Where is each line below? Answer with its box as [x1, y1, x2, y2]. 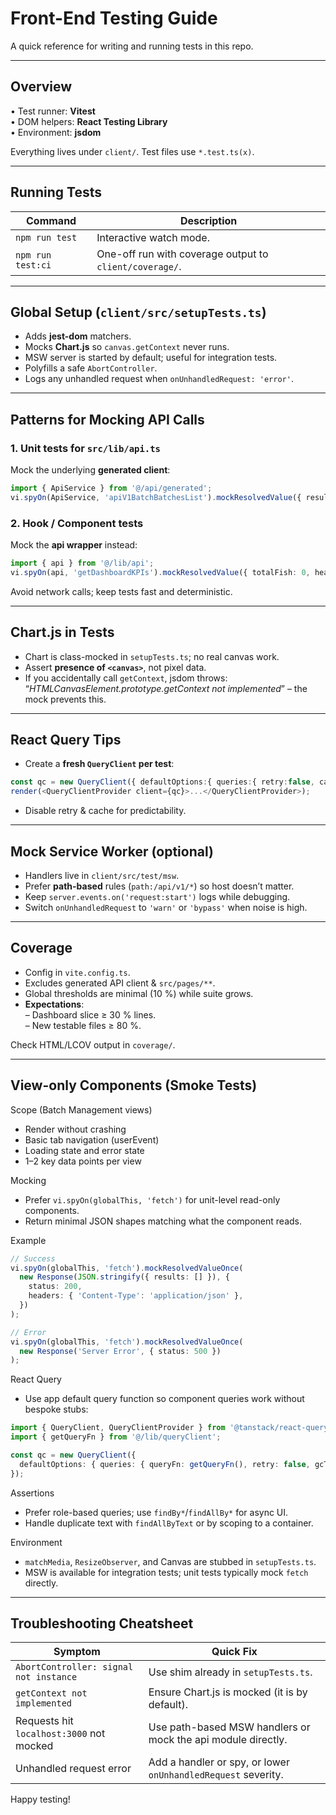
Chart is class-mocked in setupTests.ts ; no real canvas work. [24, 650, 280, 662]
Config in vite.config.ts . [24, 966, 131, 978]
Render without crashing [24, 1123, 127, 1135]
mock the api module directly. [148, 1733, 288, 1747]
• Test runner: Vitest [10, 105, 96, 117]
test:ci [15, 259, 52, 271]
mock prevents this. [24, 693, 107, 705]
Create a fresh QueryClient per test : [24, 758, 175, 770]
